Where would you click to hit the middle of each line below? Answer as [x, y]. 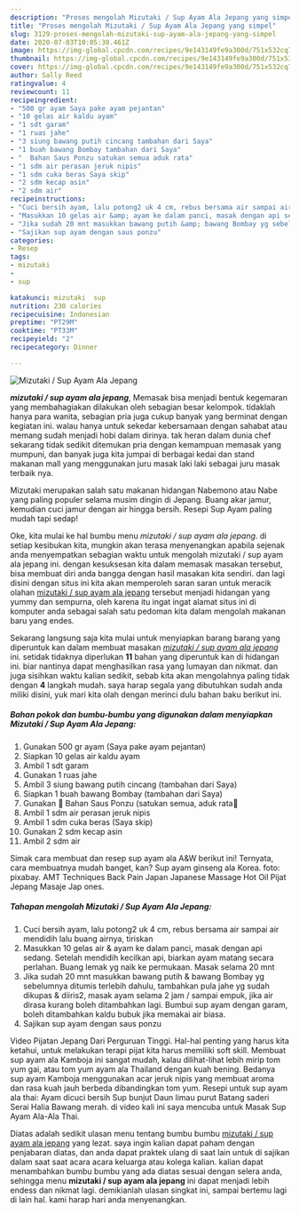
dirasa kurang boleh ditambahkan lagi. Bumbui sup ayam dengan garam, [155, 1004]
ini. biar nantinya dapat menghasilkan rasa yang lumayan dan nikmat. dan [144, 666]
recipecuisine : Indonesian [60, 314]
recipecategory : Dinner [54, 347]
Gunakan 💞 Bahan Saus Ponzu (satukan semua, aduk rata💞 [130, 803]
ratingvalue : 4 [38, 83]
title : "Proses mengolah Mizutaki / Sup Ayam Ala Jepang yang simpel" [143, 26]
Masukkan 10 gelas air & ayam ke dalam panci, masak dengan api [142, 948]
